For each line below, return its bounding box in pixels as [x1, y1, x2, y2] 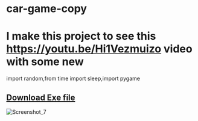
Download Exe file [6, 92, 75, 102]
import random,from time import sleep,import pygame [6, 75, 141, 82]
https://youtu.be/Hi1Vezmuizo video [6, 42, 193, 56]
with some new [6, 55, 85, 69]
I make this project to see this [6, 29, 156, 43]
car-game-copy [6, 2, 88, 16]
